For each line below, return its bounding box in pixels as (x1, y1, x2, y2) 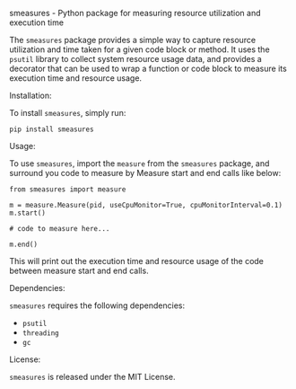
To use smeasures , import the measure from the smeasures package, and (9, 158, 270, 169)
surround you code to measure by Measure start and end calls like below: (9, 168, 282, 178)
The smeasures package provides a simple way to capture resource (9, 35, 257, 45)
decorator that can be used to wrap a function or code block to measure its (9, 63, 287, 74)
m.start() (9, 208, 47, 217)
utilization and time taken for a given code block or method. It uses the (9, 44, 271, 55)
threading (22, 329, 60, 338)
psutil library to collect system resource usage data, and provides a (9, 54, 262, 64)
